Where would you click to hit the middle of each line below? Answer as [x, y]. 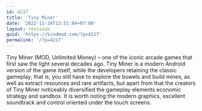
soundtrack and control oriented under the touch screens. [79, 103]
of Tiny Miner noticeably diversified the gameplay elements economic [94, 89]
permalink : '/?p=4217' [35, 40]
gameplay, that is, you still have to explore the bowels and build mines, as [98, 77]
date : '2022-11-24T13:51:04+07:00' [51, 23]
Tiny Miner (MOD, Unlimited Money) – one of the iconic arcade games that [99, 57]
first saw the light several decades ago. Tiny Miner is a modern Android [96, 64]
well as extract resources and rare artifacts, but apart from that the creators [101, 83]
